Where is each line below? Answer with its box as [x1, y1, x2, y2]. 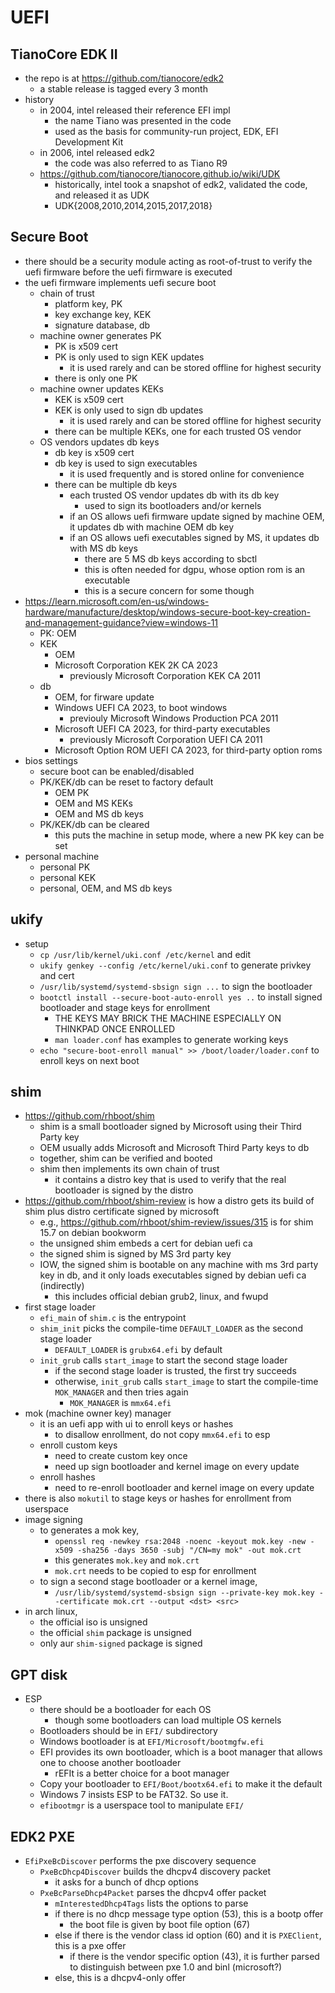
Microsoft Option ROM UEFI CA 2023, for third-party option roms [54, 744, 323, 756]
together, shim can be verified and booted [39, 1152, 213, 1165]
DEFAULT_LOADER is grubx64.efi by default [54, 1344, 223, 1356]
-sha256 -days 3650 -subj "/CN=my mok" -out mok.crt [77, 1546, 302, 1556]
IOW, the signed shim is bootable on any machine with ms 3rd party [39, 1259, 319, 1271]
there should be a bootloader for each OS [39, 1704, 212, 1716]
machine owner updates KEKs [39, 382, 164, 395]
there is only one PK [54, 372, 138, 384]
